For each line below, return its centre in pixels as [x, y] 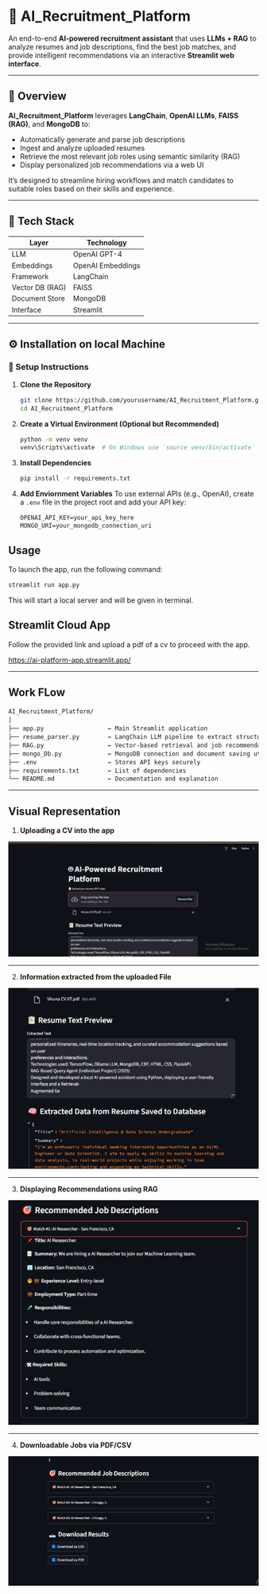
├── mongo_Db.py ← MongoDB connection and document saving [129, 754]
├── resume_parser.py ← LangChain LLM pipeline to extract [120, 737]
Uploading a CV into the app [67, 830]
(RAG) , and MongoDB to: [49, 124]
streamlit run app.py [44, 585]
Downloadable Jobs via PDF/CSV [75, 1445]
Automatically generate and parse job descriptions [102, 139]
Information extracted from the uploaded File [96, 976]
